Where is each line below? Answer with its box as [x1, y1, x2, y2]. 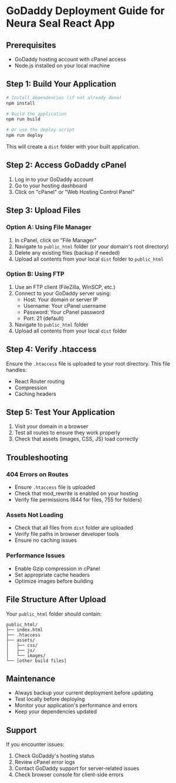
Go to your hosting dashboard [14, 182, 87, 189]
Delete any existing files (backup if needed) [14, 249, 120, 256]
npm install [6, 100, 35, 106]
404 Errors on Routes [6, 470, 69, 478]
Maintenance [6, 673, 56, 683]
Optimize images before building [14, 577, 94, 584]
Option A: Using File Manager [6, 223, 92, 231]
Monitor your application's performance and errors [14, 702, 138, 709]
